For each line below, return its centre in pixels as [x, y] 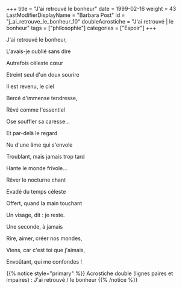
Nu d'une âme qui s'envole [39, 145]
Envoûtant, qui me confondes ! [44, 262]
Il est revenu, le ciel [30, 86]
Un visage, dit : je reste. [36, 215]
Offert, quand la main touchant [44, 203]
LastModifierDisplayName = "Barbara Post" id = [66, 15]
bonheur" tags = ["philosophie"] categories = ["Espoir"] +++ [81, 28]
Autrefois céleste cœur [35, 63]
